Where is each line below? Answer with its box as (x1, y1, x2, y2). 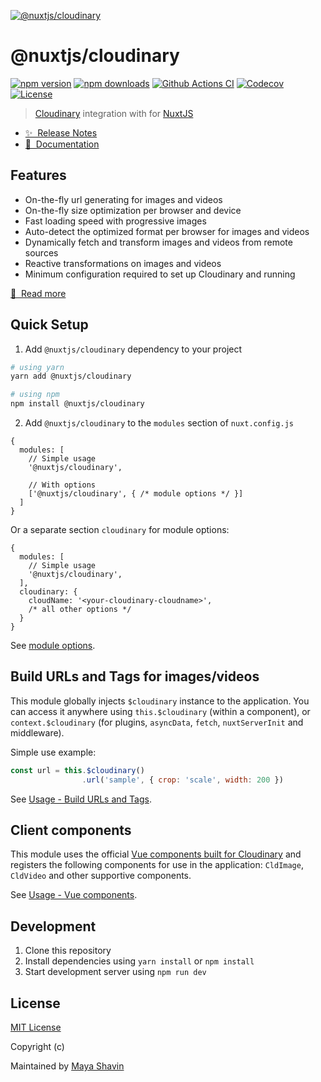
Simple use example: (10, 746, 97, 758)
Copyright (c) (10, 1041, 65, 1053)
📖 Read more (10, 287, 67, 299)
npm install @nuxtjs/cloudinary (10, 399, 145, 409)
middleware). (10, 726, 65, 739)
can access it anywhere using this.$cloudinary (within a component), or (10, 705, 311, 717)
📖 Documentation (24, 138, 100, 150)
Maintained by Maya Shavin (10, 1060, 125, 1072)
